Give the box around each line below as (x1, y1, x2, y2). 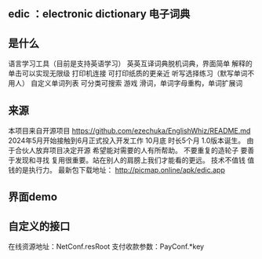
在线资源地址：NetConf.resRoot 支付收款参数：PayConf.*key (8, 242, 205, 251)
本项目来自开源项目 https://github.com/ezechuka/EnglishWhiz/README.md (8, 126, 251, 136)
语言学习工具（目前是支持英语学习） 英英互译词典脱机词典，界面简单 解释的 (8, 59, 253, 68)
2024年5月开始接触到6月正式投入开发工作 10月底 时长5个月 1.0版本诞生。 (8, 136, 246, 145)
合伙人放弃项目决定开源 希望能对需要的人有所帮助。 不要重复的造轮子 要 (14, 146, 248, 155)
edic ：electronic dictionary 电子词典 (8, 7, 191, 21)
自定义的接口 (8, 219, 71, 233)
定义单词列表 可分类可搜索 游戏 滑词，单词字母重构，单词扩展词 (37, 78, 243, 88)
